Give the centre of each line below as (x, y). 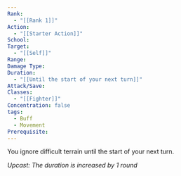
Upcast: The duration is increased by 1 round (73, 165)
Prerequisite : (28, 132)
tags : (15, 112)
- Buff (23, 118)
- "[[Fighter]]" (37, 99)
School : (19, 40)
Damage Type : (26, 66)
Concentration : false (39, 106)
